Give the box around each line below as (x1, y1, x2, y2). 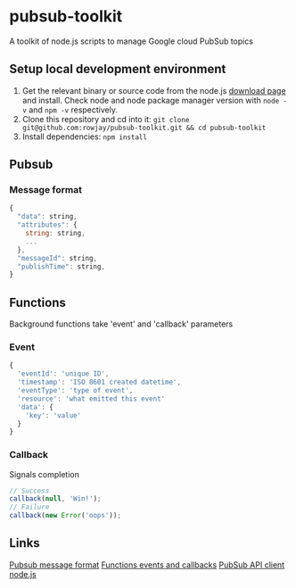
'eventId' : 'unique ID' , (17, 369, 110, 378)
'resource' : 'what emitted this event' (17, 394, 166, 403)
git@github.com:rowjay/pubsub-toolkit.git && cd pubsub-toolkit (21, 123, 267, 132)
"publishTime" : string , (17, 261, 105, 271)
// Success (9, 486, 50, 495)
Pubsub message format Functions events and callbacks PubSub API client (9, 559, 285, 570)
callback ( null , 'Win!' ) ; (9, 494, 102, 503)
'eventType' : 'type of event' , (17, 386, 134, 395)
